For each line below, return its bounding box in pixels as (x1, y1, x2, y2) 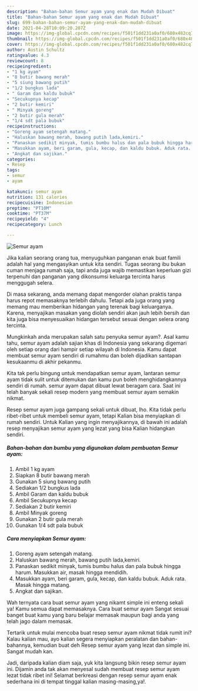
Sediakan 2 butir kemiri (15, 503, 72, 510)
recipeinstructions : (6, 123, 58, 129)
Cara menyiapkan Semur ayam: (6, 535, 86, 542)
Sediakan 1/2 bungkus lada (15, 484, 81, 491)
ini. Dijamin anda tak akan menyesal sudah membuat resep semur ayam (6, 665, 180, 672)
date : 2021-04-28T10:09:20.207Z (6, 25, 86, 31)
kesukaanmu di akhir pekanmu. (6, 358, 82, 365)
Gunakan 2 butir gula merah (15, 515, 83, 522)
